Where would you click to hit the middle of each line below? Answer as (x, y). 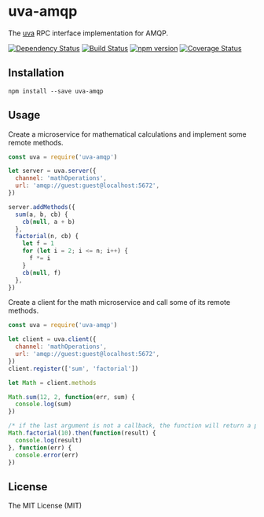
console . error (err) (47, 455)
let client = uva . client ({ (52, 339)
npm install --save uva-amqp (56, 91)
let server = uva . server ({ (52, 171)
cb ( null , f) (42, 273)
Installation (36, 73)
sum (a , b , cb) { (42, 214)
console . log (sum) (44, 404)
